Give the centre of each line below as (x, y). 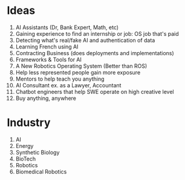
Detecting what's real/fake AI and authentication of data (85, 40)
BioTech (26, 159)
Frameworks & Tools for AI (49, 59)
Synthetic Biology (37, 152)
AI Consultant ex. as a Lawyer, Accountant (68, 85)
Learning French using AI (47, 47)
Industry (29, 123)
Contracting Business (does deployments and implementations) (95, 53)
